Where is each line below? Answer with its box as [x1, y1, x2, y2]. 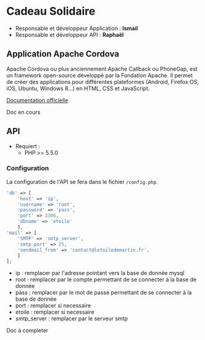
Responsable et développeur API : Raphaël [15, 31, 124, 38]
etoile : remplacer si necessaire [15, 308, 95, 316]
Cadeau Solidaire [6, 4, 96, 18]
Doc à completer [6, 327, 48, 334]
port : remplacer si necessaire [15, 302, 91, 309]
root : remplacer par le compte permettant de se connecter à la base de [15, 276, 197, 283]
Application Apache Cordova [6, 49, 120, 59]
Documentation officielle [6, 96, 69, 104]
